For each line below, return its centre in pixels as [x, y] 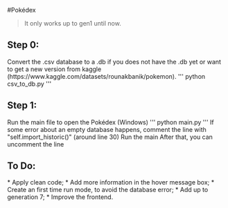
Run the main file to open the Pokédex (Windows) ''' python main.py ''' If [111, 122]
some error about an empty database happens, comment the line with [107, 129]
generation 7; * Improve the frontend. [60, 197]
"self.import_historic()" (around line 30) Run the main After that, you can [110, 137]
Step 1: [22, 105]
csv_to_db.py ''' [29, 84]
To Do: [21, 166]
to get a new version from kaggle [54, 69]
